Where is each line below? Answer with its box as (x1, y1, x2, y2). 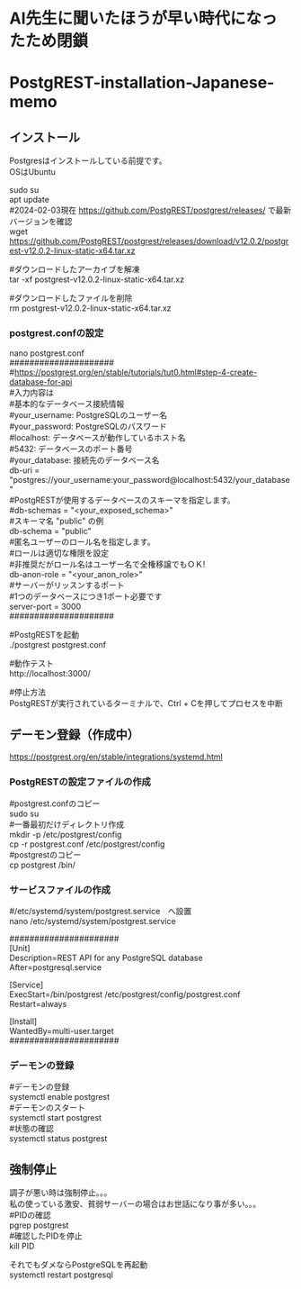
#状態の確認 (9, 1123, 54, 1134)
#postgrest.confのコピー (9, 798, 101, 809)
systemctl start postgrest (9, 1112, 102, 1123)
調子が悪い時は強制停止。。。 (9, 1187, 112, 1198)
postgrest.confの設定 (9, 327, 104, 340)
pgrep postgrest (9, 1220, 69, 1230)
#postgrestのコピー (9, 849, 82, 860)
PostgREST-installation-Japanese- (9, 73, 275, 93)
